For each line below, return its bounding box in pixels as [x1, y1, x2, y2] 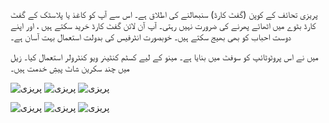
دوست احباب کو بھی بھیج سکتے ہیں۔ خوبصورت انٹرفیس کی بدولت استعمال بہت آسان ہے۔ [10, 31, 292, 43]
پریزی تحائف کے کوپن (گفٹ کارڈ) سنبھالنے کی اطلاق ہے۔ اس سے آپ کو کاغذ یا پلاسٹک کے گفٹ [10, 9, 318, 20]
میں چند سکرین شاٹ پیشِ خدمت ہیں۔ [10, 62, 130, 74]
